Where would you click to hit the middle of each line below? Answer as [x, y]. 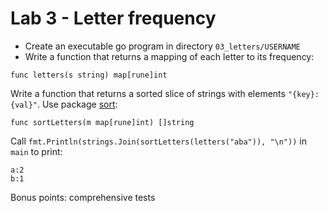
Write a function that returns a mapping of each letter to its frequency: [169, 56]
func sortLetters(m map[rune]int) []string [102, 122]
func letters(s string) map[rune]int [89, 75]
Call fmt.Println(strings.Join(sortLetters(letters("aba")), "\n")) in [158, 141]
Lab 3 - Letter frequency [113, 18]
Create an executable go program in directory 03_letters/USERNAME [162, 46]
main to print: [36, 151]
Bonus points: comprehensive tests [83, 197]
